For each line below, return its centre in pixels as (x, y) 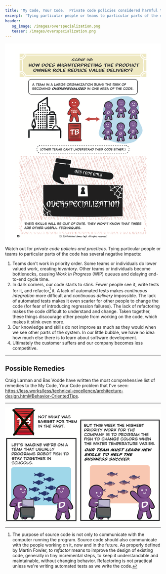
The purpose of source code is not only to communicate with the (78, 534)
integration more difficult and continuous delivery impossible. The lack (84, 296)
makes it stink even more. (38, 322)
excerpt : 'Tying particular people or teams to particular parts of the (82, 16)
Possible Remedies (35, 368)
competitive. (25, 348)
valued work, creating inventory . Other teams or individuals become (81, 268)
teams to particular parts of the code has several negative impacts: (73, 254)
